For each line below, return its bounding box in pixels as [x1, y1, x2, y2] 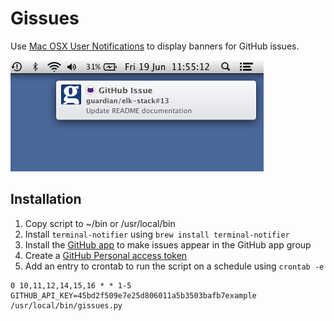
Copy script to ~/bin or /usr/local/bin [24, 217, 176, 229]
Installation [10, 191, 82, 208]
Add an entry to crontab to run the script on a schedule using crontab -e [24, 260, 325, 272]
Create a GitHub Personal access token [24, 249, 188, 261]
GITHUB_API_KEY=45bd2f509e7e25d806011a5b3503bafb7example [10, 290, 257, 301]
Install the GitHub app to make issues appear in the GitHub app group [24, 238, 312, 251]
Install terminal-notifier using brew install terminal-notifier [24, 228, 290, 240]
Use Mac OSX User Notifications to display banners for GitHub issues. [10, 40, 300, 52]
